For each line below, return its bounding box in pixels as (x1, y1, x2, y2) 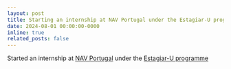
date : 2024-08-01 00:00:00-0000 (7, 23, 100, 29)
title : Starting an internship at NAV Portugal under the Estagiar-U (7, 16, 211, 23)
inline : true (7, 29, 45, 36)
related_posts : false (7, 36, 69, 42)
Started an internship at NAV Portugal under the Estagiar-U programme (7, 54, 208, 62)
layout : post (7, 10, 45, 17)
